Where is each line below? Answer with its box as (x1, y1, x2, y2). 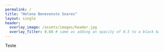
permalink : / (5, 7, 32, 12)
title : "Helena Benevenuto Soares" (5, 12, 78, 16)
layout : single (5, 16, 36, 21)
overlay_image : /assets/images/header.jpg (9, 25, 97, 30)
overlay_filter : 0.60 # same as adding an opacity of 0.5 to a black (9, 29, 154, 34)
